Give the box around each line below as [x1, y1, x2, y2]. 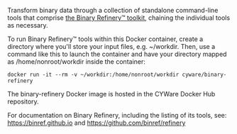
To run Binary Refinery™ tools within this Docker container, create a [7, 35, 204, 43]
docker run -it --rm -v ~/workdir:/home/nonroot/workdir [7, 71, 180, 78]
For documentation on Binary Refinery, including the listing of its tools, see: [7, 111, 227, 119]
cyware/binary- [182, 71, 227, 78]
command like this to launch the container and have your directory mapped [7, 50, 227, 58]
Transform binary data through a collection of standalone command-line [7, 6, 219, 14]
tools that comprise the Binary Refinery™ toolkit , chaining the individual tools [7, 13, 231, 22]
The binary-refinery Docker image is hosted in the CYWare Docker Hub [7, 90, 216, 98]
